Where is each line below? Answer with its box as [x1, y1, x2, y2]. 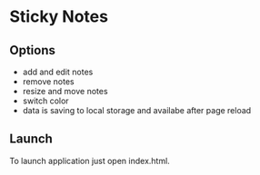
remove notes [22, 76, 75, 87]
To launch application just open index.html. [9, 155, 170, 166]
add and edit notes [22, 66, 94, 77]
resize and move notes [22, 86, 108, 96]
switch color [22, 95, 70, 106]
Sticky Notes [9, 6, 109, 27]
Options [9, 43, 56, 58]
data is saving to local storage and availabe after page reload [22, 105, 252, 115]
